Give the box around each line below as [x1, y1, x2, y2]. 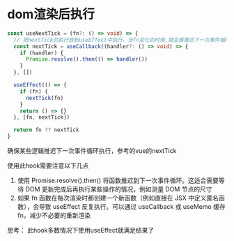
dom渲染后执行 [7, 6, 95, 22]
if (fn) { [19, 88, 49, 95]
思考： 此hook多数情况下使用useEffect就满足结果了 [7, 226, 155, 235]
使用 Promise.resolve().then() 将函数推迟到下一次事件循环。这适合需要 [17, 176, 219, 185]
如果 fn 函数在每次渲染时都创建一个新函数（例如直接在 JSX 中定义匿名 [17, 193, 219, 203]
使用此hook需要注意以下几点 [7, 161, 89, 170]
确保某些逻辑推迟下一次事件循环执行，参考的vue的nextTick [7, 147, 177, 155]
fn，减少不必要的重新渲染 [17, 211, 91, 220]
